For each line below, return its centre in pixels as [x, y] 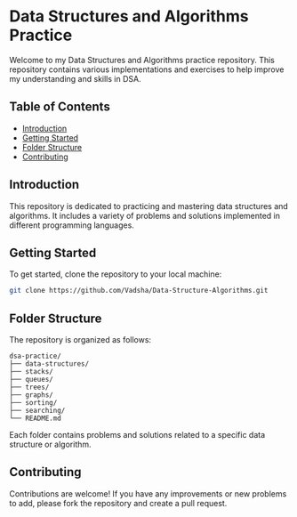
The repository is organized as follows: [80, 340]
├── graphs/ [31, 395]
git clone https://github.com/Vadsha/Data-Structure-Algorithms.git [139, 291]
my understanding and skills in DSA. [75, 78]
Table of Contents [60, 107]
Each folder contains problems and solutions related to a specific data [137, 435]
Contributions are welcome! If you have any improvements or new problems [148, 493]
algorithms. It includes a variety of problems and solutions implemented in [145, 215]
